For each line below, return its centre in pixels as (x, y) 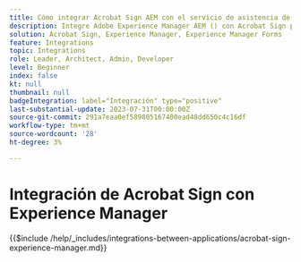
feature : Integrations (52, 42)
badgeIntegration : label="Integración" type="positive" (116, 101)
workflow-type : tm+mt (50, 126)
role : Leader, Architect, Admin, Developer (92, 59)
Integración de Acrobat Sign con (132, 194)
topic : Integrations (48, 51)
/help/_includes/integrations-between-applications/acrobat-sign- (170, 238)
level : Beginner (39, 68)
